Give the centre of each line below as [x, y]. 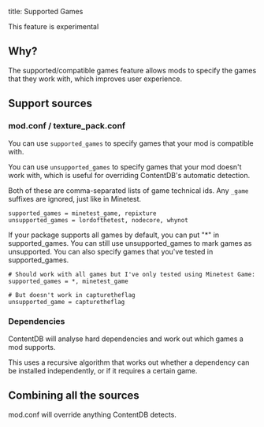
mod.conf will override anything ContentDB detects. [93, 414]
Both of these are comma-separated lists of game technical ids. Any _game [128, 190]
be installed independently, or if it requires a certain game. [103, 370]
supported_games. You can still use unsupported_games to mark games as [130, 243]
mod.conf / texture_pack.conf [67, 126]
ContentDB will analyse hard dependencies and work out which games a [126, 339]
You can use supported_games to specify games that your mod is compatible [131, 143]
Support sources [50, 104]
